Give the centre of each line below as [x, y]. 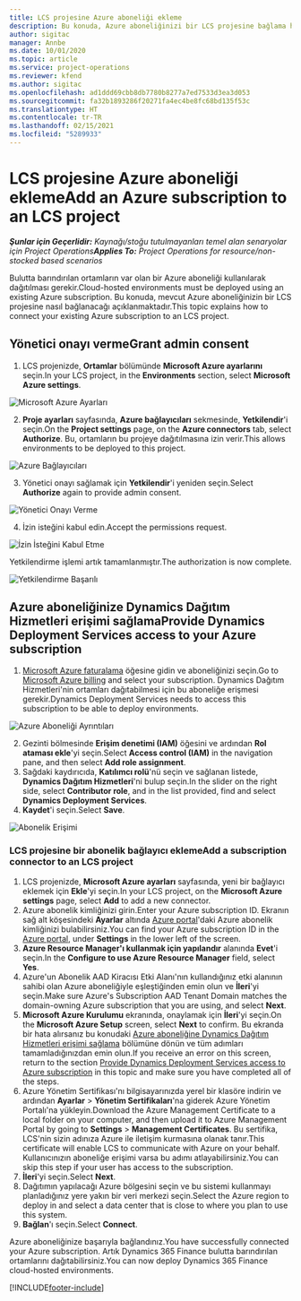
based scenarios [72, 260]
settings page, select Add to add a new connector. [116, 900]
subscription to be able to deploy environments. [110, 709]
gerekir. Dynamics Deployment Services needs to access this [134, 699]
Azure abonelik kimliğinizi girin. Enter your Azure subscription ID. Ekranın [155, 909]
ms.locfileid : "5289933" [56, 134]
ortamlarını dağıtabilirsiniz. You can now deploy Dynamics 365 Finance [139, 1261]
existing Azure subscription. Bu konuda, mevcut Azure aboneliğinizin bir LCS [150, 297]
